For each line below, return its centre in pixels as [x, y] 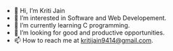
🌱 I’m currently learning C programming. [72, 25]
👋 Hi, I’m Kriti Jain [39, 11]
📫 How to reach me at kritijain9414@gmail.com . [83, 40]
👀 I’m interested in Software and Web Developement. [90, 18]
